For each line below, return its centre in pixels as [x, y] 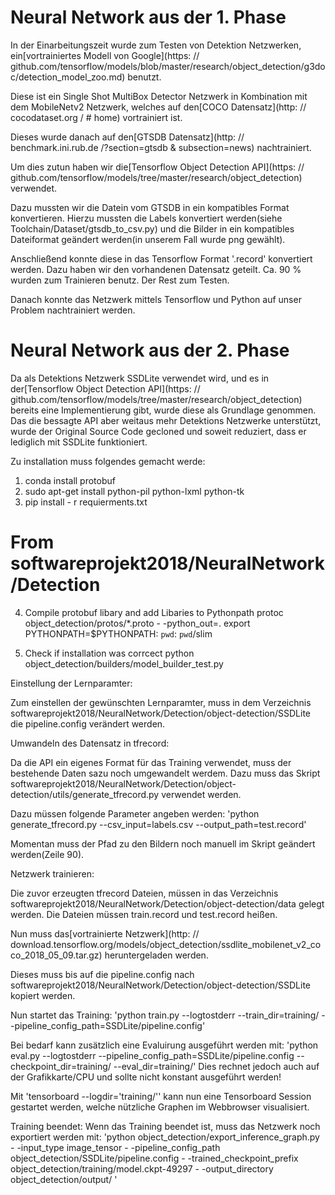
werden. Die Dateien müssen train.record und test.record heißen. [144, 914]
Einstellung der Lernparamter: [71, 683]
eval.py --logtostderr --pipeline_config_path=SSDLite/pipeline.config [152, 1055]
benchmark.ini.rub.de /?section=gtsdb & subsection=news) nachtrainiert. [161, 147]
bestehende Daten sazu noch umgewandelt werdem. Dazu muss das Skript [165, 773]
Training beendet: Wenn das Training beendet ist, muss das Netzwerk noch [165, 1126]
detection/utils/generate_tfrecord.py [85, 794]
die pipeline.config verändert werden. [88, 723]
